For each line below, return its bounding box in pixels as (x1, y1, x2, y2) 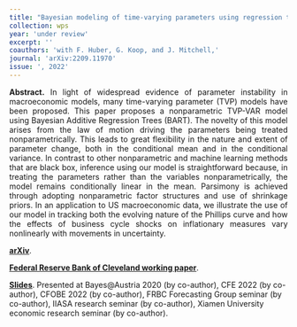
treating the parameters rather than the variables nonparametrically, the (9, 171, 288, 182)
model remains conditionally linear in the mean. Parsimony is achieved (9, 181, 288, 191)
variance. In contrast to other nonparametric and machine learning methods (9, 152, 288, 163)
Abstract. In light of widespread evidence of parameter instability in (9, 86, 288, 97)
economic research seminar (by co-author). (9, 308, 169, 318)
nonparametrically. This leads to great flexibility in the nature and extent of (9, 134, 288, 144)
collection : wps (9, 21, 69, 30)
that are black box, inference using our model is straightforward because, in (9, 161, 288, 173)
